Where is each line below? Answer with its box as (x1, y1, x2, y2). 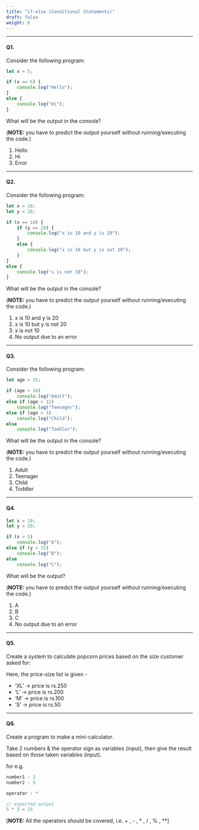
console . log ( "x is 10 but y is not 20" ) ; (27, 247, 131, 253)
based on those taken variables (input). (6, 751, 102, 758)
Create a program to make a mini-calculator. (6, 733, 114, 740)
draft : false (6, 14, 38, 20)
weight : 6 (6, 20, 31, 26)
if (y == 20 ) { (17, 225, 54, 231)
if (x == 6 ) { (6, 79, 41, 85)
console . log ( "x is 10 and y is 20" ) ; (27, 230, 120, 236)
